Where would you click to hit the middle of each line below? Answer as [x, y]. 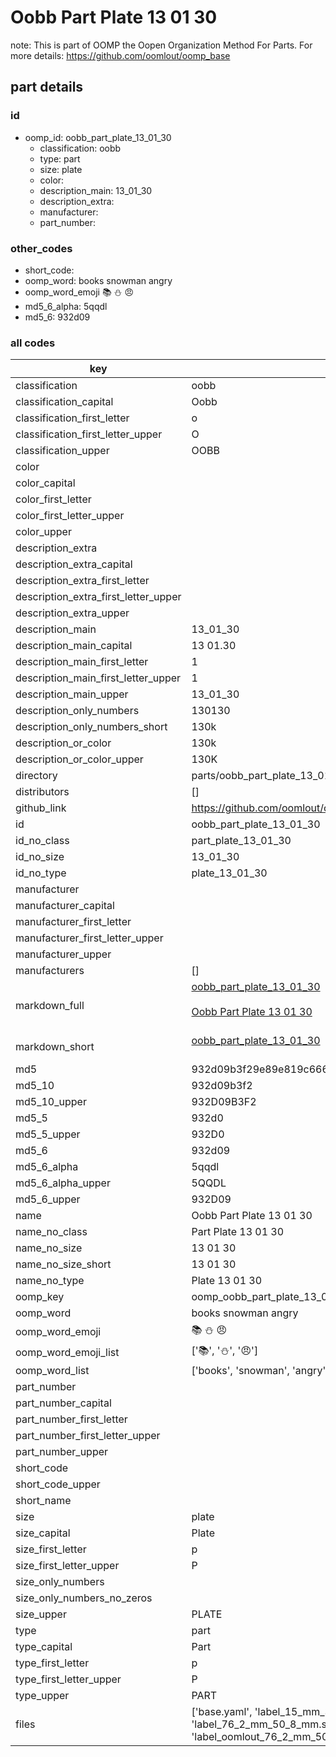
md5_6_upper [48, 1199]
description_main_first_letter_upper [98, 678]
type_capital [44, 1647]
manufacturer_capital [65, 906]
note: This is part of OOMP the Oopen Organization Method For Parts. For [161, 45]
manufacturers [50, 971]
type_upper [42, 1696]
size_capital [43, 1533]
